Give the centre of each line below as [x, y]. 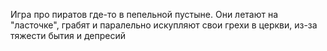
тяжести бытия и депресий [68, 35]
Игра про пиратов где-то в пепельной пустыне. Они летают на [144, 14]
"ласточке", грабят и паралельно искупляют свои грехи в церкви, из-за [164, 25]
